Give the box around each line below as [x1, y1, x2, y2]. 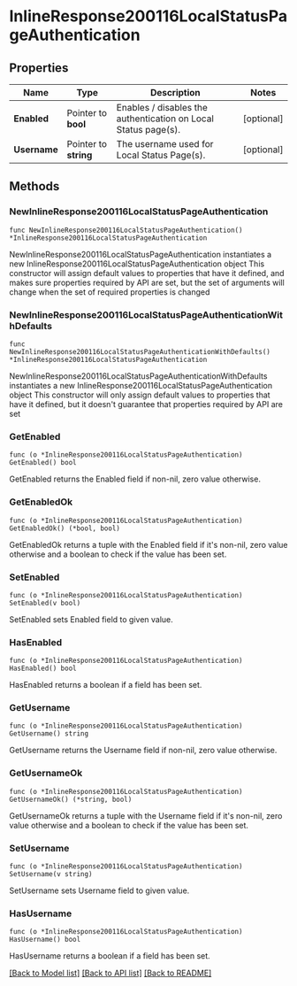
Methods [9, 179, 60, 194]
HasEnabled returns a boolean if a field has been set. [9, 680, 202, 690]
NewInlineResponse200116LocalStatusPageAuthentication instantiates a [9, 249, 272, 259]
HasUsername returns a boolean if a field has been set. [9, 951, 210, 961]
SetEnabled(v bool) [9, 598, 81, 607]
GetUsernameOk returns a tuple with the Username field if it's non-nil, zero [9, 810, 283, 820]
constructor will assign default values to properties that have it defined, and [9, 267, 285, 278]
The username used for [116, 138, 214, 150]
